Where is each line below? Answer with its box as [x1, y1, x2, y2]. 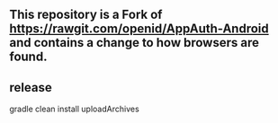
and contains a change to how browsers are [9, 35, 259, 50]
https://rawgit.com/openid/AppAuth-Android [9, 22, 270, 37]
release [9, 80, 52, 95]
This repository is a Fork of [9, 7, 163, 22]
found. [9, 49, 48, 65]
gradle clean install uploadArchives [9, 103, 139, 115]
